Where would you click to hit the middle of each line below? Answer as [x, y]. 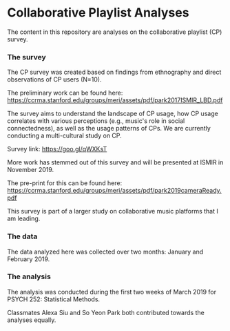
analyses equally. [32, 320]
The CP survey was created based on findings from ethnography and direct [114, 72]
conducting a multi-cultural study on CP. [64, 135]
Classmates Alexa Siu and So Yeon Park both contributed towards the [106, 312]
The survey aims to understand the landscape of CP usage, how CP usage [113, 114]
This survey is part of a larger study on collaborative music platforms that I [113, 211]
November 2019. [31, 170]
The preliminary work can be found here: [65, 93]
